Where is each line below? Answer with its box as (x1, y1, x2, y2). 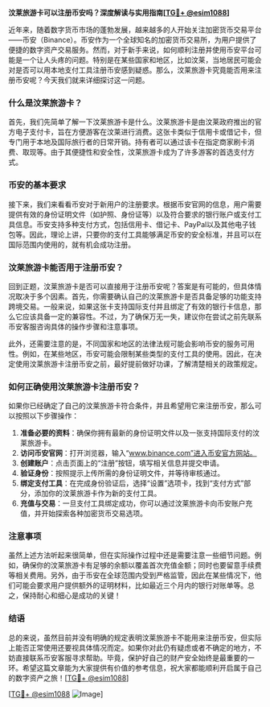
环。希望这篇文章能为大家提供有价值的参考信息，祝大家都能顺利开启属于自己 (8, 663, 262, 672)
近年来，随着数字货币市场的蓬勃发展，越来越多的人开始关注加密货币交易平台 (8, 25, 262, 35)
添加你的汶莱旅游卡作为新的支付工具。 (34, 489, 162, 498)
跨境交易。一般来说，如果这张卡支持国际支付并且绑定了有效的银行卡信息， (8, 301, 255, 311)
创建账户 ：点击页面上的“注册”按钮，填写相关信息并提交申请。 (19, 458, 224, 468)
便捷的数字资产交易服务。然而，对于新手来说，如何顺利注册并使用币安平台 (8, 45, 255, 55)
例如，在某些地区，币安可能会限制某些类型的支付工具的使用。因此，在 (22, 349, 255, 358)
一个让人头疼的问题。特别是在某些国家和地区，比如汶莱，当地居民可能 (22, 56, 255, 64)
